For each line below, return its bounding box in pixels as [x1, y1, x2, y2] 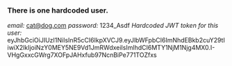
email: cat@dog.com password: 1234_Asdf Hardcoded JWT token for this [7, 22, 219, 30]
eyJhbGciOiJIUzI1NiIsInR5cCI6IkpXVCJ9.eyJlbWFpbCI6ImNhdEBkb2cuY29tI [7, 36, 226, 44]
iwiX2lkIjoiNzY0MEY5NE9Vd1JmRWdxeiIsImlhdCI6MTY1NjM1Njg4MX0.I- [7, 44, 215, 52]
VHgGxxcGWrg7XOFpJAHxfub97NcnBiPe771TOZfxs [7, 51, 158, 59]
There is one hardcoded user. [7, 6, 109, 15]
